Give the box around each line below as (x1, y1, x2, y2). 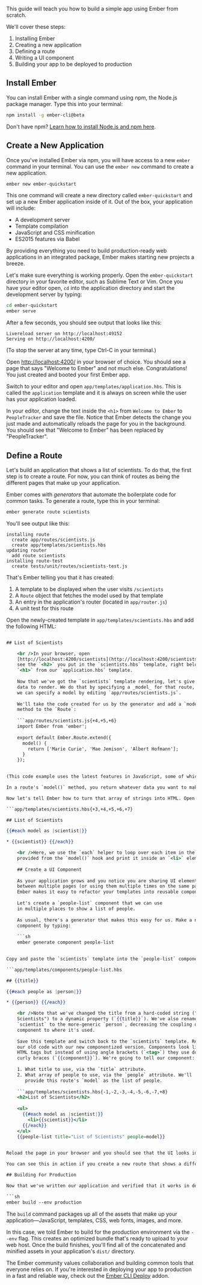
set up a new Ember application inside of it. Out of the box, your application (6, 198, 193, 206)
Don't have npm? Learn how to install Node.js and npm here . (6, 123, 156, 130)
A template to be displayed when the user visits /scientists (14, 585, 164, 593)
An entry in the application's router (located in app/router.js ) (14, 598, 167, 605)
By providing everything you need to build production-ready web (6, 247, 167, 254)
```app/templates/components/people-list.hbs (6, 967, 122, 973)
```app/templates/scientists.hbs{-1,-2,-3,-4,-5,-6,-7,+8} (17, 1088, 168, 1095)
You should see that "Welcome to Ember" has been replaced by (6, 426, 164, 434)
